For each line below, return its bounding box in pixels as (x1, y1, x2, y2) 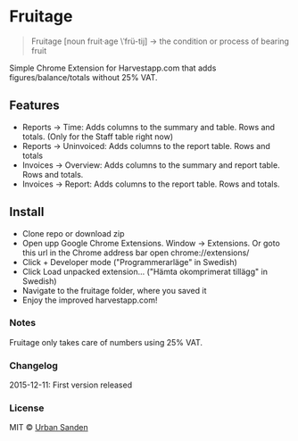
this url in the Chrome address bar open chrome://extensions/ (21, 247, 250, 258)
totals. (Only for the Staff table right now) (21, 131, 174, 142)
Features (9, 98, 60, 113)
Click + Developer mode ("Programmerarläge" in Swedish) (21, 256, 238, 267)
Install (9, 204, 45, 220)
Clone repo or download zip (21, 228, 125, 238)
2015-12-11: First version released (9, 379, 132, 390)
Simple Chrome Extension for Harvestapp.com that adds (9, 62, 217, 73)
